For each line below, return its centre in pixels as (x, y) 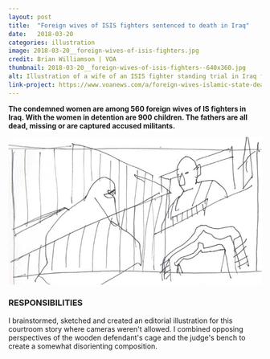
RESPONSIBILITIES (45, 303)
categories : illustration (51, 43)
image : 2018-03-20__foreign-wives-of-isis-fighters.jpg (104, 51)
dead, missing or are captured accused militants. (92, 125)
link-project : (32, 84)
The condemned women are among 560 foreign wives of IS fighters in (127, 108)
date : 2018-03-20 (41, 34)
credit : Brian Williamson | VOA (62, 59)
